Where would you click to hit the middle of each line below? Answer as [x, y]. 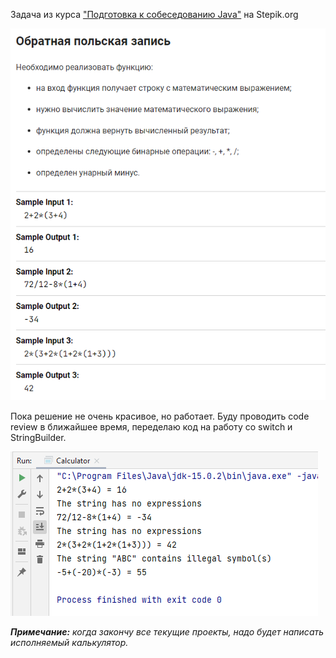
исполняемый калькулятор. [69, 642]
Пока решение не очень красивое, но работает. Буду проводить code [160, 416]
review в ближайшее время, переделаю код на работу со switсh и [151, 426]
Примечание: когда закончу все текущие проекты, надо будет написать [167, 631]
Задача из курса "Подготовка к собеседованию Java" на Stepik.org [154, 14]
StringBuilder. [38, 437]
